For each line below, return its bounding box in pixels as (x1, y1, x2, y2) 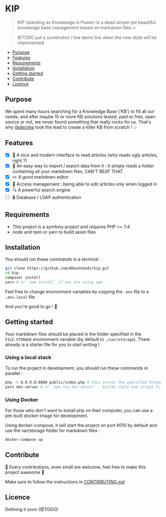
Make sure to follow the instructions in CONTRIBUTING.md (5, 478, 125, 485)
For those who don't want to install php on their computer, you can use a (5, 408, 153, 414)
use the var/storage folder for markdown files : (5, 427, 100, 433)
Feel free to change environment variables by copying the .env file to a (5, 288, 149, 294)
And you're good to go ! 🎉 (5, 303, 58, 309)
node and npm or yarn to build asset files (12, 229, 96, 235)
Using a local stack (5, 354, 52, 361)
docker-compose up (5, 437, 43, 442)
